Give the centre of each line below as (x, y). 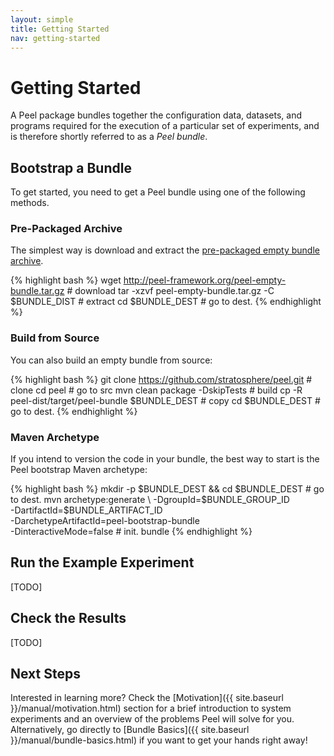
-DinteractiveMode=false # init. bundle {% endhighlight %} (131, 532)
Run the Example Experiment (102, 562)
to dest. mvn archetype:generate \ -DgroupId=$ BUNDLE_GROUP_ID (150, 500)
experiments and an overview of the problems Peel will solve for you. (152, 719)
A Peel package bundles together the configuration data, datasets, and (156, 115)
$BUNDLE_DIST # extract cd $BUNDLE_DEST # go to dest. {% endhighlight (166, 302)
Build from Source (55, 338)
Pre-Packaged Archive (66, 229)
